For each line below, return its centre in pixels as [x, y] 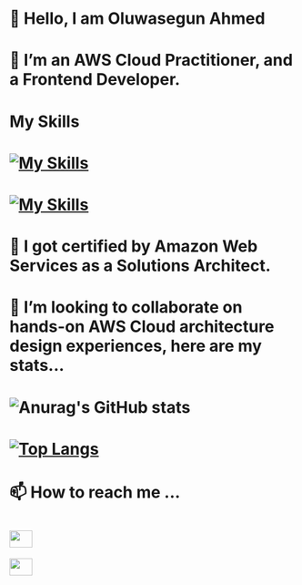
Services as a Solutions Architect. [140, 266]
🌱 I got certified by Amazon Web [134, 246]
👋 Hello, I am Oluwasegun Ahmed [137, 19]
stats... [37, 366]
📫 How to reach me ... [95, 492]
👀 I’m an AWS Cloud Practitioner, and [151, 61]
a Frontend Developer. [95, 80]
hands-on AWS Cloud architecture [142, 327]
